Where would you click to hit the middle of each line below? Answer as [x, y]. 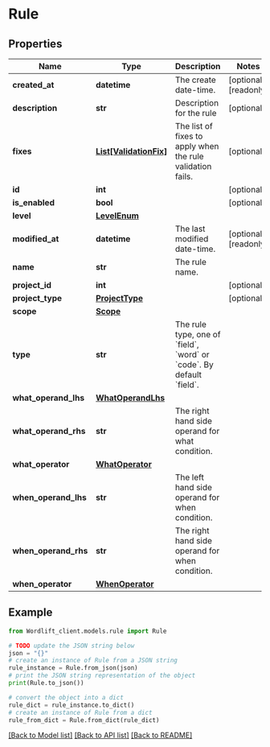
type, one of [198, 334]
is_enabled [33, 202]
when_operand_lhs [49, 497]
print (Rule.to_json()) [46, 683]
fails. [184, 176]
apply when [197, 146]
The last [190, 229]
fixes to [189, 136]
